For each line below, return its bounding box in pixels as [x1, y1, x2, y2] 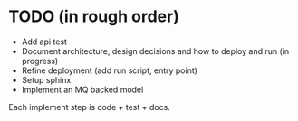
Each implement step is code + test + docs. [8, 101, 171, 112]
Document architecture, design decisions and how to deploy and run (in [21, 45, 290, 56]
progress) [21, 55, 59, 66]
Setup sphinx [21, 74, 72, 85]
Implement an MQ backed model [21, 84, 144, 95]
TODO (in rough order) [8, 6, 180, 27]
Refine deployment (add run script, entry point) [21, 65, 198, 76]
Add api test [21, 36, 67, 47]
